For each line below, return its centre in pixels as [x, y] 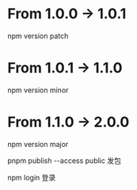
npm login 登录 [32, 177]
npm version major [38, 144]
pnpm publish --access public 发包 [65, 161]
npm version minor [38, 90]
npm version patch [38, 36]
